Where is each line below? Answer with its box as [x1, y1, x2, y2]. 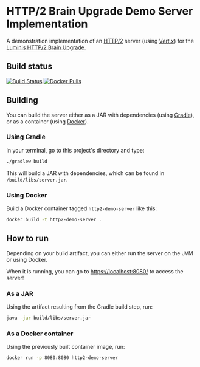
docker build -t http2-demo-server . [6, 217, 102, 223]
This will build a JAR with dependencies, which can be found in [6, 169, 165, 177]
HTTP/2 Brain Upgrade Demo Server [6, 4, 193, 18]
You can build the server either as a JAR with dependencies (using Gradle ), [6, 111, 195, 118]
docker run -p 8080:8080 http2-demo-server [6, 355, 119, 361]
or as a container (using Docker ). [6, 117, 89, 125]
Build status [6, 61, 53, 72]
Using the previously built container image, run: [6, 343, 125, 351]
